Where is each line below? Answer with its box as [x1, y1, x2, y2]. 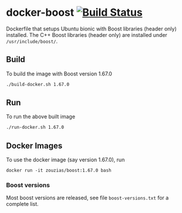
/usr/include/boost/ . [6, 37, 58, 44]
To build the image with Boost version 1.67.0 [6, 70, 113, 77]
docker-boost [6, 6, 75, 19]
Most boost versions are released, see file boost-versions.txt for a [6, 194, 169, 201]
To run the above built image [6, 113, 75, 120]
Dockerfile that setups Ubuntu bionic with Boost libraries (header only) [6, 25, 177, 32]
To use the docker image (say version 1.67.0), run [6, 156, 125, 163]
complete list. [6, 201, 39, 208]
